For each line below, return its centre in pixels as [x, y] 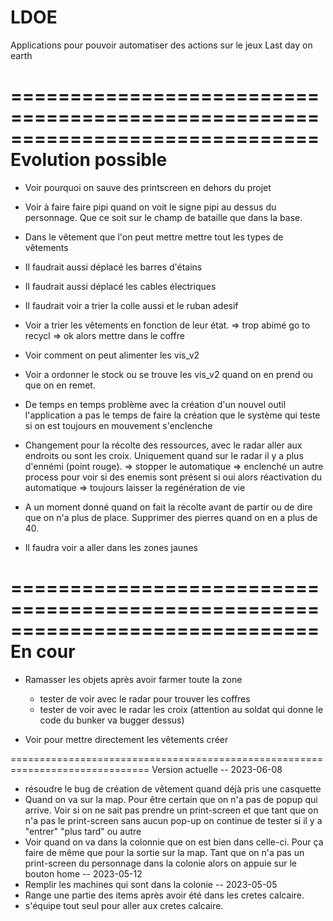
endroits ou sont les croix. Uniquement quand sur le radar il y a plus [164, 455]
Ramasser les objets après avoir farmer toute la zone [133, 679]
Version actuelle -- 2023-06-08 [217, 769]
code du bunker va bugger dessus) [112, 720]
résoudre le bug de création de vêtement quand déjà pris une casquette [173, 788]
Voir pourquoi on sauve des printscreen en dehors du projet [148, 187]
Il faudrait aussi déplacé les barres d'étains [113, 267]
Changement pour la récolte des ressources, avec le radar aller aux [163, 445]
